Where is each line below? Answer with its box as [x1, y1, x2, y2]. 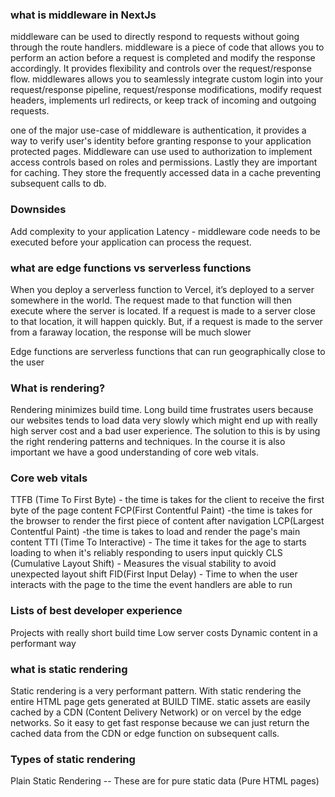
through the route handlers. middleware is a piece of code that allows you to [10, 41, 325, 53]
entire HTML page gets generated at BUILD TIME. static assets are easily [10, 696, 311, 708]
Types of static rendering [10, 753, 136, 766]
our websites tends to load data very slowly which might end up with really [10, 414, 318, 427]
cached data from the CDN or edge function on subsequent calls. [10, 728, 280, 740]
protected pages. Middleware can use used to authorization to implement [10, 146, 313, 158]
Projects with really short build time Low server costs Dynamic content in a [10, 626, 318, 638]
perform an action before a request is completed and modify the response [10, 52, 316, 64]
